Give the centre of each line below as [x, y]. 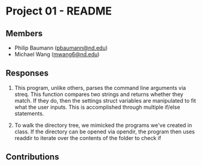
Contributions [32, 157]
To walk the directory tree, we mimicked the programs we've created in [103, 125]
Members [24, 34]
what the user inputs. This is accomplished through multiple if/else [97, 107]
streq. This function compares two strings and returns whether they [99, 94]
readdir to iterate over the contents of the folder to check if [88, 138]
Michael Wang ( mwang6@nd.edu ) [57, 54]
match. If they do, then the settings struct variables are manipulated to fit [105, 100]
